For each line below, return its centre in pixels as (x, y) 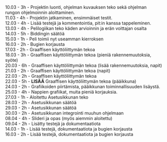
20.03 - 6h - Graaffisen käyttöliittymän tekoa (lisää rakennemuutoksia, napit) (84, 65)
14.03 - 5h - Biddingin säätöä (35, 34)
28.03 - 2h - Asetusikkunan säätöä (41, 102)
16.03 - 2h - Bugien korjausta (35, 44)
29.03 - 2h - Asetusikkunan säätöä (41, 108)
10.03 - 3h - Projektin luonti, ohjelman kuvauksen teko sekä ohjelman (76, 7)
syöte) (12, 60)
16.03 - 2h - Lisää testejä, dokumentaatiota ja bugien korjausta (69, 134)
